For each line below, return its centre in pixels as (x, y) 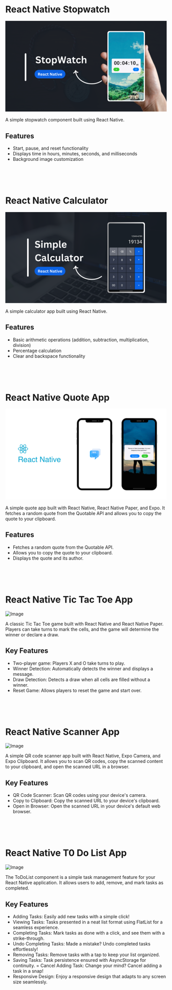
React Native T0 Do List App (66, 853)
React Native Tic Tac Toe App (69, 599)
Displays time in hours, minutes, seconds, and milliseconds (75, 154)
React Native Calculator (57, 201)
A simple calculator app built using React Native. (56, 311)
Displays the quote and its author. (48, 558)
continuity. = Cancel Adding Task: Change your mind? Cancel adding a (87, 965)
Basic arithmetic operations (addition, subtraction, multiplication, (81, 340)
